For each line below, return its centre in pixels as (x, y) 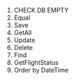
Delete (23, 48)
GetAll (23, 32)
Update (24, 40)
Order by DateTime (41, 70)
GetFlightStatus (36, 62)
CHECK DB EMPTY (41, 10)
